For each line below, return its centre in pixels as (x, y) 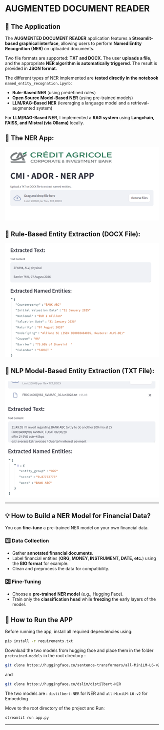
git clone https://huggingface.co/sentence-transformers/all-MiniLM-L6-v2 (83, 665)
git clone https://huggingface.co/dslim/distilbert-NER (63, 684)
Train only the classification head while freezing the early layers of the (84, 599)
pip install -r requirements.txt (39, 641)
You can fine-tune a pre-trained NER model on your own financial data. (77, 527)
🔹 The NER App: (30, 138)
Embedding (17, 698)
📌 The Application (33, 27)
